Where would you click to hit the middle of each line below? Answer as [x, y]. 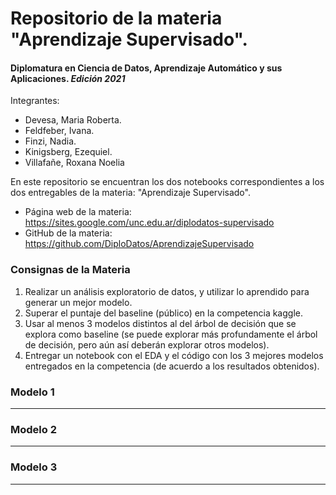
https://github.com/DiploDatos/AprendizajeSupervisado [139, 244]
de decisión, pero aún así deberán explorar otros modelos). [147, 344]
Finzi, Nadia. [50, 141]
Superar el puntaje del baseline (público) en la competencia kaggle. [163, 313]
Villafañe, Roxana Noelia [74, 163]
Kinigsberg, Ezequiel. [68, 152]
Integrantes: [35, 101]
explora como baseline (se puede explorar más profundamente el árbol [171, 334]
